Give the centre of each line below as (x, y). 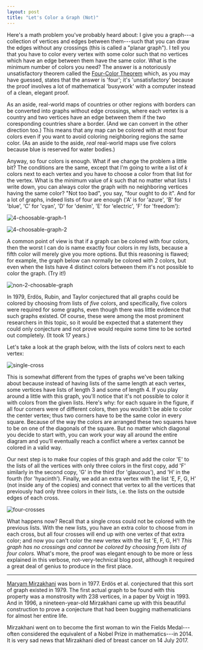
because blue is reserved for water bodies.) (61, 149)
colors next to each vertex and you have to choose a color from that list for (99, 174)
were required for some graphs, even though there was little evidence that (99, 310)
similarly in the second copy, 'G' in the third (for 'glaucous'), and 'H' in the (98, 472)
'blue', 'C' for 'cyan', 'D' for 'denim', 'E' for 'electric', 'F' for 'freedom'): (93, 206)
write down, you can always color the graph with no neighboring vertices (98, 187)
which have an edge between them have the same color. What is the (92, 60)
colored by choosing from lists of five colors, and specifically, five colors (97, 303)
